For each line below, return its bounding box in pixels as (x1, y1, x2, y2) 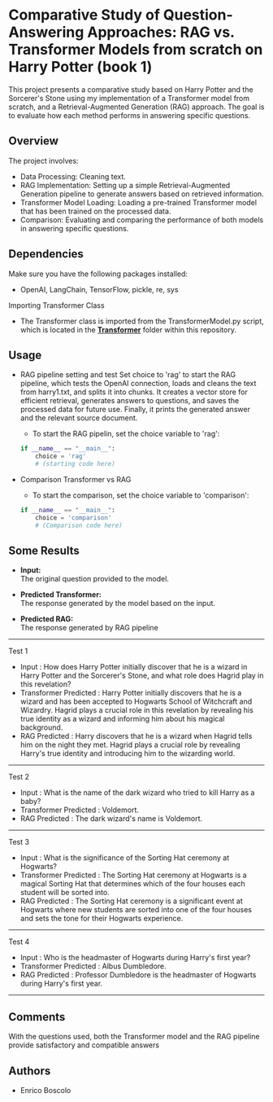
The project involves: (8, 156, 79, 165)
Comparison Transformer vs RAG (19, 475, 132, 484)
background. (19, 722, 63, 732)
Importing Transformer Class (8, 300, 105, 310)
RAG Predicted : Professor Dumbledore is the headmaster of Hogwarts (19, 970, 257, 980)
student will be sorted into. (19, 888, 110, 898)
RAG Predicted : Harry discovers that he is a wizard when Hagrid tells (19, 731, 253, 741)
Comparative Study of (8, 6, 161, 24)
